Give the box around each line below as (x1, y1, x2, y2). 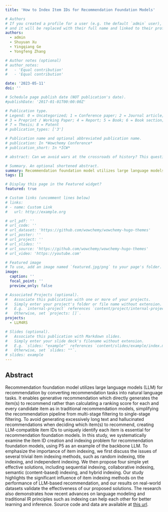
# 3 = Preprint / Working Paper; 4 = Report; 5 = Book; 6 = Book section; (5, 118, 164, 123)
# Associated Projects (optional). (5, 292, 79, 297)
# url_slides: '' (5, 241, 41, 247)
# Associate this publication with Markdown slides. (5, 334, 122, 339)
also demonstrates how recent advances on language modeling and (5, 490, 145, 496)
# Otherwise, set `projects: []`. (5, 311, 81, 316)
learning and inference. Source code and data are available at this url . (5, 501, 148, 507)
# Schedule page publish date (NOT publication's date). (5, 95, 126, 100)
